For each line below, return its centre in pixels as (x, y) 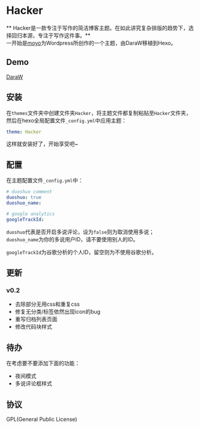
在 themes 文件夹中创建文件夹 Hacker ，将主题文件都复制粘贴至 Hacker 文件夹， (99, 113)
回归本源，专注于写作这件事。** (51, 35)
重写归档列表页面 (36, 319)
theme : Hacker (24, 132)
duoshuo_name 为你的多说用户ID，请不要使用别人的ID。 (72, 239)
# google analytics (31, 214)
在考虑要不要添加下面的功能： (43, 363)
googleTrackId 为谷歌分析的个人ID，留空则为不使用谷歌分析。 (82, 252)
